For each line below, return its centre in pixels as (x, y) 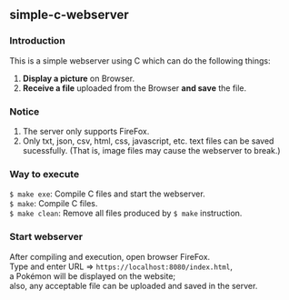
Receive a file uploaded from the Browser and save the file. (135, 88)
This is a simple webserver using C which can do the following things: (140, 60)
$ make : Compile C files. (54, 204)
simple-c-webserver (69, 15)
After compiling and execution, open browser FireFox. (110, 256)
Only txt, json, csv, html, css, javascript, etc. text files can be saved (148, 141)
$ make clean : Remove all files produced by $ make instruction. (126, 214)
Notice (25, 111)
